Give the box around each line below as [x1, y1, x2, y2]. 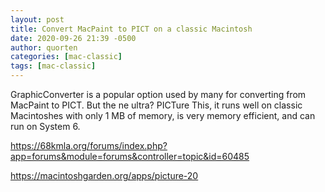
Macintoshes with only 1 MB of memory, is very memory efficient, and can [10, 110, 316, 121]
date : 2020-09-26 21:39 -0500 [10, 33, 137, 43]
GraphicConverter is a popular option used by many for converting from [10, 89, 307, 100]
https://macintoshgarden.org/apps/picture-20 [10, 170, 199, 181]
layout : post [10, 14, 65, 25]
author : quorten [10, 42, 78, 53]
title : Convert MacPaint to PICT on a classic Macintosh [10, 24, 253, 34]
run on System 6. [10, 121, 81, 132]
